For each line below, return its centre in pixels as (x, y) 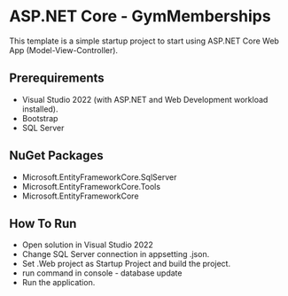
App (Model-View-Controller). (63, 50)
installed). (40, 109)
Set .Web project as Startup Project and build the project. (126, 264)
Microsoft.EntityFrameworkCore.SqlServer (99, 177)
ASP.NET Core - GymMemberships (140, 16)
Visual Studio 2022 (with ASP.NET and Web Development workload (145, 99)
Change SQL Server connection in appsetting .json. (116, 254)
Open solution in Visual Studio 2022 (87, 245)
